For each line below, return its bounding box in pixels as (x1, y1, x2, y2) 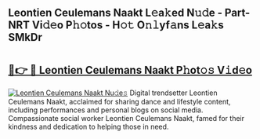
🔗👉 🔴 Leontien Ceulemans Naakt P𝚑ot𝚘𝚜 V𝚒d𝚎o (8, 63, 253, 77)
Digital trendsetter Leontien (129, 88, 218, 97)
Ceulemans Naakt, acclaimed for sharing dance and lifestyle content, (8, 97, 231, 106)
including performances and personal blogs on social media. (8, 105, 204, 115)
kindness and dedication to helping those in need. (8, 122, 169, 131)
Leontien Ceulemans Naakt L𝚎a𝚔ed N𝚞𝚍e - (8, 6, 223, 20)
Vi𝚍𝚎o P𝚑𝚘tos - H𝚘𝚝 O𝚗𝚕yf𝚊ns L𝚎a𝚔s (31, 19, 225, 32)
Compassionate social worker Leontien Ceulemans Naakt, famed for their (8, 114, 245, 123)
